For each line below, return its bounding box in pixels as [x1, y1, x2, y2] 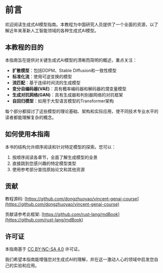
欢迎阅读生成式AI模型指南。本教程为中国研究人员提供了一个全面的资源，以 [5, 21, 154, 27]
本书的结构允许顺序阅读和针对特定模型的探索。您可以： [5, 144, 116, 150]
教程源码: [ [5, 196, 27, 202]
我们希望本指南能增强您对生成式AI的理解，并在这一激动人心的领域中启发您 [5, 256, 154, 262]
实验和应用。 [13, 263, 39, 269]
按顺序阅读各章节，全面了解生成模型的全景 [12, 154, 98, 160]
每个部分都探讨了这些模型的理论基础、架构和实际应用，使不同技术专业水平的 [5, 108, 159, 114]
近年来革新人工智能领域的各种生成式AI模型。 [9, 27, 99, 33]
